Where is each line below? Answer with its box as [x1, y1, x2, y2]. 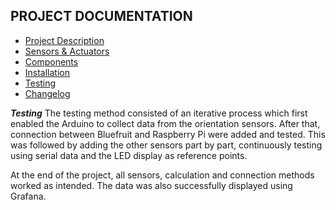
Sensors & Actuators [24, 45, 110, 57]
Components [24, 55, 79, 68]
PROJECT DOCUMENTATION [10, 8, 193, 25]
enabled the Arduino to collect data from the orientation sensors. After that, [10, 117, 321, 129]
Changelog [24, 87, 71, 99]
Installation [24, 66, 71, 78]
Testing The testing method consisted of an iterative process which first [10, 107, 308, 119]
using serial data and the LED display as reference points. [10, 149, 248, 161]
